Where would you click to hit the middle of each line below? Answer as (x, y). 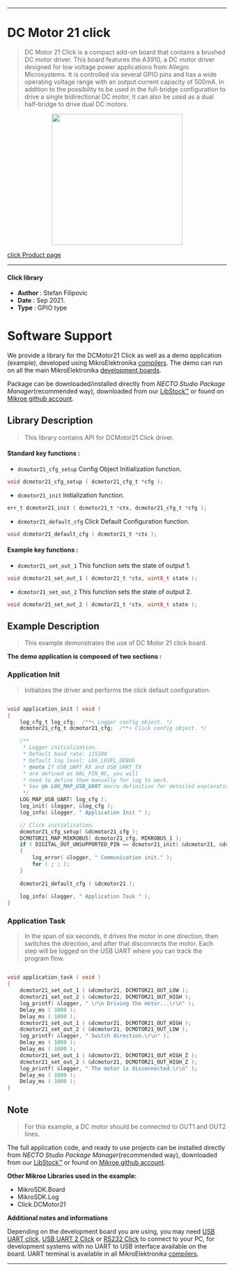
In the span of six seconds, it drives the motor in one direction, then (121, 936)
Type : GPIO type (42, 308)
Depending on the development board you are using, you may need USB (111, 1232)
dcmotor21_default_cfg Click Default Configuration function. (103, 521)
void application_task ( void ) (54, 977)
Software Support (60, 336)
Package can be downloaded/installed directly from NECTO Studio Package (116, 384)
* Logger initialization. (60, 748)
